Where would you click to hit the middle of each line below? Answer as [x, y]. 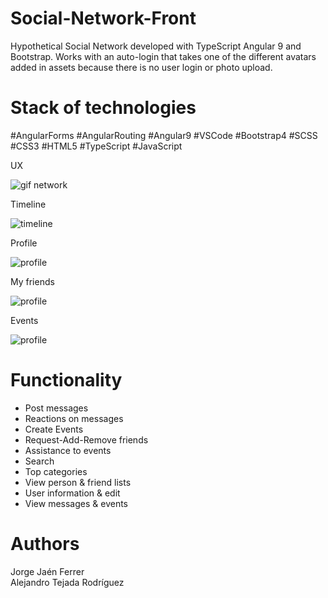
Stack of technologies [103, 108]
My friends [32, 281]
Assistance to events [68, 450]
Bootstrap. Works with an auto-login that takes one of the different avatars [163, 56]
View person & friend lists [78, 482]
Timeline [28, 204]
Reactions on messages [74, 418]
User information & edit [72, 493]
